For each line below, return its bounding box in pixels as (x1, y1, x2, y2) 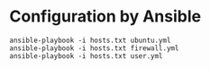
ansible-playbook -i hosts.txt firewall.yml (9, 43, 179, 53)
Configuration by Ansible (9, 6, 201, 27)
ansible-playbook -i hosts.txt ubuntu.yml (9, 36, 171, 45)
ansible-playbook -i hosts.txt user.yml (9, 51, 164, 60)
